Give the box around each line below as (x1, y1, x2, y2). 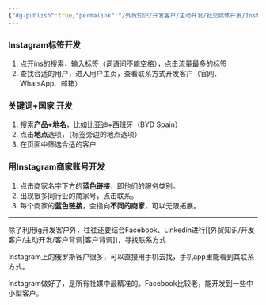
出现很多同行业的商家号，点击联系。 (19, 191, 139, 200)
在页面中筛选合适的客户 (19, 139, 97, 149)
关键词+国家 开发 (8, 100, 73, 111)
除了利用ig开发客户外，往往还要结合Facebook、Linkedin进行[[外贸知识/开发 (8, 225, 255, 234)
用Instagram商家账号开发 (8, 162, 105, 173)
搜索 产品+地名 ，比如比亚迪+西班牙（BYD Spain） (19, 120, 182, 129)
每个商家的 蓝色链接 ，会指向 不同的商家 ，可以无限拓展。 (19, 200, 200, 210)
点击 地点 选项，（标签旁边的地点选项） (19, 130, 142, 139)
